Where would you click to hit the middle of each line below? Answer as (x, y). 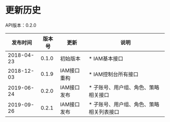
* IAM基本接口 (106, 58)
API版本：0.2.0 (21, 25)
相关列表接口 (104, 112)
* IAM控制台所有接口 (113, 74)
